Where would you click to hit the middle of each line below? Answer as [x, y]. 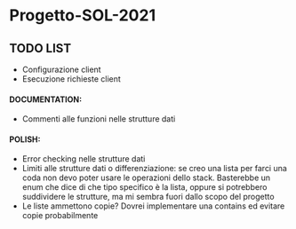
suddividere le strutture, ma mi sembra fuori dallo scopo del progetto [148, 197]
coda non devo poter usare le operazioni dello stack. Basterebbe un [146, 178]
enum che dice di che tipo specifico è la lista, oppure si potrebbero [144, 187]
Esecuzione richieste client [72, 79]
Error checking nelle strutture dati [84, 159]
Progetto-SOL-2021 [83, 16]
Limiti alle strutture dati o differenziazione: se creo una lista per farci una [154, 169]
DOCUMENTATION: [46, 99]
